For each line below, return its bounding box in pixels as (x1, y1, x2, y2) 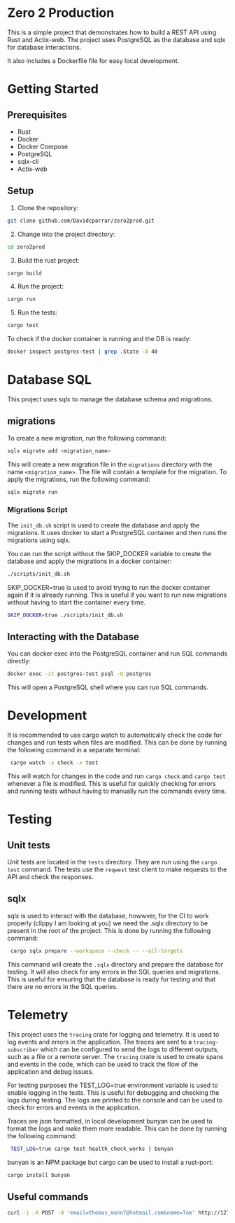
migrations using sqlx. (7, 536, 71, 544)
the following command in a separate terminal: (7, 746, 141, 754)
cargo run (7, 296, 36, 303)
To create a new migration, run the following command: (7, 434, 166, 442)
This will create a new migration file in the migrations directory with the (7, 460, 213, 469)
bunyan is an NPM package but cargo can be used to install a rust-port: (7, 1158, 213, 1166)
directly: (7, 657, 31, 665)
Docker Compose (17, 142, 69, 151)
